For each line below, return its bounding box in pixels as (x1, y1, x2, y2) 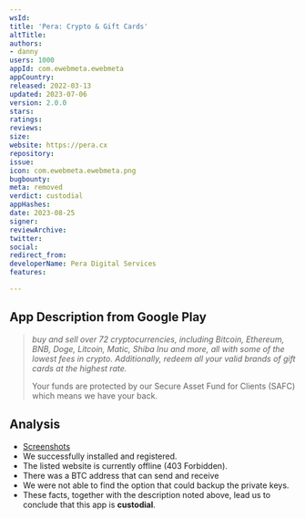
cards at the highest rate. (31, 362, 127, 374)
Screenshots (22, 441, 71, 452)
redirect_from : (9, 251, 67, 260)
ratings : (9, 115, 43, 124)
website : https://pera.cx (9, 140, 107, 150)
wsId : (9, 13, 30, 23)
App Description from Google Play (9, 309, 207, 325)
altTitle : (9, 30, 47, 39)
